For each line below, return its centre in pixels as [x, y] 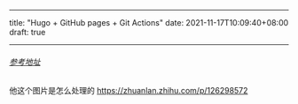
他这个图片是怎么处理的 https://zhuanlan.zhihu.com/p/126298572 [129, 91]
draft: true [27, 32]
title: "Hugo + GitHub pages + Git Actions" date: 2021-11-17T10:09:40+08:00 [149, 22]
